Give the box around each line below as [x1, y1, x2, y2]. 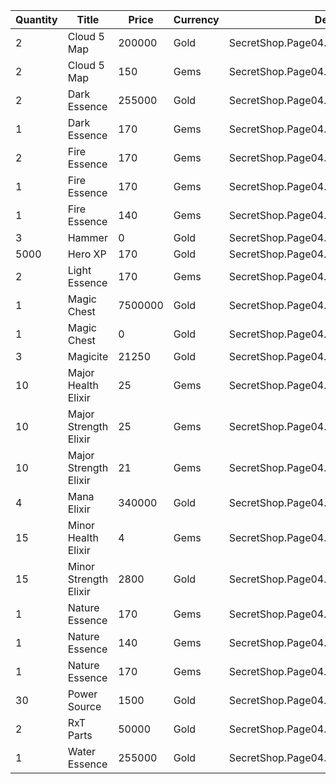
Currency [173, 13, 220, 26]
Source [67, 700, 102, 713]
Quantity [15, 13, 58, 26]
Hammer [67, 231, 108, 244]
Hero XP [67, 247, 107, 261]
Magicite [67, 350, 109, 363]
